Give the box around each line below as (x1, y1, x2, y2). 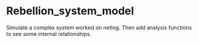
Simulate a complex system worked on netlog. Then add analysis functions (6, 24, 192, 31)
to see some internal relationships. (6, 30, 91, 37)
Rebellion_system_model (6, 4, 134, 18)
